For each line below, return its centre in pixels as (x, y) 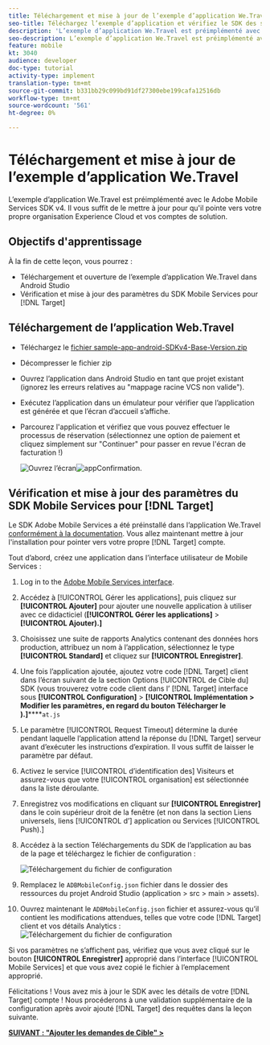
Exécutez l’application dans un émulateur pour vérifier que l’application (137, 403)
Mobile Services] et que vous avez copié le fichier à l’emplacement (119, 968)
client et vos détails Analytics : (70, 926)
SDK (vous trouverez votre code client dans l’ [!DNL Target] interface (134, 688)
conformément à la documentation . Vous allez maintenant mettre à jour (126, 534)
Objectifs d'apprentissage (75, 242)
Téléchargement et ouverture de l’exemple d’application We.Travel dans (138, 277)
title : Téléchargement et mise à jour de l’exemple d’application (122, 16)
